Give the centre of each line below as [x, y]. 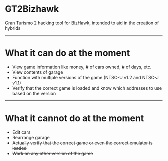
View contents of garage [38, 72]
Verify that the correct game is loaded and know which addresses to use [87, 88]
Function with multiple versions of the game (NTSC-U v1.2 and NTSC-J [85, 77]
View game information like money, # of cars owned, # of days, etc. [82, 67]
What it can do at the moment [68, 53]
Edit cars [21, 132]
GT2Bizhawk [32, 9]
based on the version [34, 93]
